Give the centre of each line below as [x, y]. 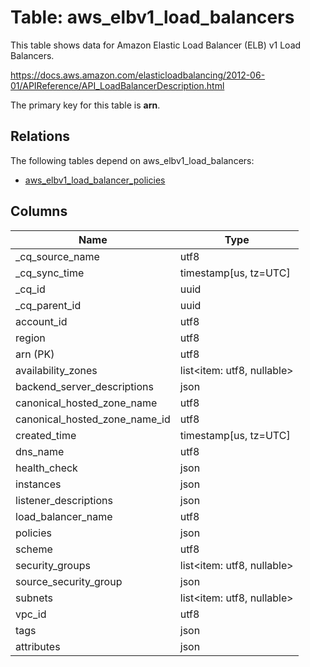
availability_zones [56, 370]
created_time [46, 435]
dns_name [40, 451]
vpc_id [31, 614]
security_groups [53, 565]
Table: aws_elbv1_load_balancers [152, 17]
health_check [46, 468]
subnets [34, 598]
